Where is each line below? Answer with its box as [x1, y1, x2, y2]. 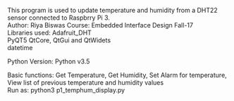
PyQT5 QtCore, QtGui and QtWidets [7, 36, 111, 44]
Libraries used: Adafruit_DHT [7, 28, 92, 37]
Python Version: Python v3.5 [7, 57, 90, 66]
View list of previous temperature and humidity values [7, 78, 164, 87]
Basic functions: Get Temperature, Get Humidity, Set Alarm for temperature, [7, 71, 227, 79]
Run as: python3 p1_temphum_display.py [7, 86, 125, 94]
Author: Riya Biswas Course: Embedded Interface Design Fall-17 [7, 21, 194, 29]
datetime [7, 44, 33, 52]
